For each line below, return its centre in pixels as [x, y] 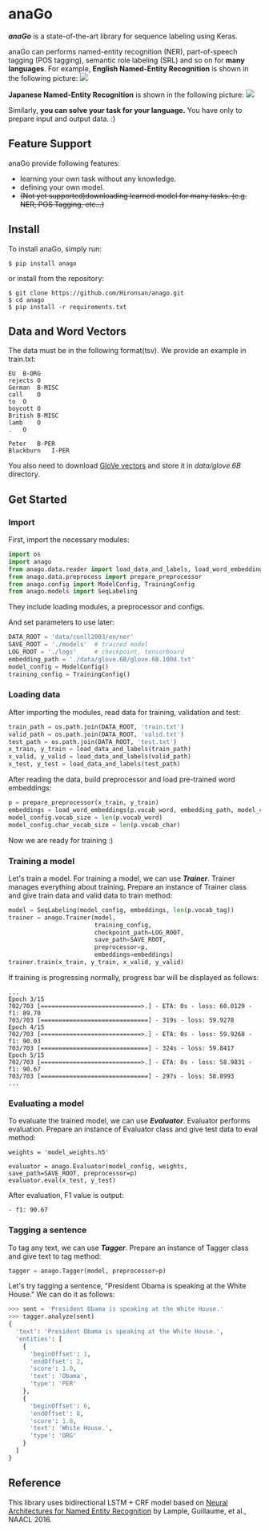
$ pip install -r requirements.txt [68, 307]
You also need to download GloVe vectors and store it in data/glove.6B [125, 466]
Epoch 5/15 [26, 1055]
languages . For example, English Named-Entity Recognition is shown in [129, 68]
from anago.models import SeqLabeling [73, 592]
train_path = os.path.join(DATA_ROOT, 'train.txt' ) [96, 727]
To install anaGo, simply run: [55, 248]
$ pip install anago [43, 263]
